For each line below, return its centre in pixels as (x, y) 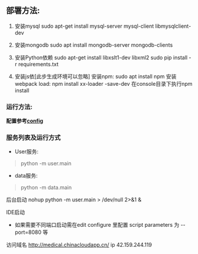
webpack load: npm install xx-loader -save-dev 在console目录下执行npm (103, 83)
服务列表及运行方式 (33, 138)
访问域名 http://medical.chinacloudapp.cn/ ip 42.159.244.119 (79, 245)
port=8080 (28, 232)
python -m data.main (46, 188)
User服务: (27, 152)
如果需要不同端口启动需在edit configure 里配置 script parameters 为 (97, 225)
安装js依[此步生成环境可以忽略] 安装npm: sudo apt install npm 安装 (95, 76)
